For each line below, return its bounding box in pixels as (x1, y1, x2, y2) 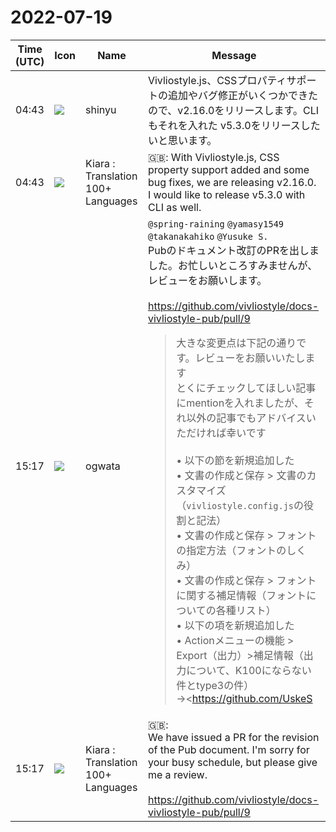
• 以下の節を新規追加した (176, 453, 295, 467)
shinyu (85, 102, 117, 116)
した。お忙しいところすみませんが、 (147, 258, 318, 272)
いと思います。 (147, 133, 218, 147)
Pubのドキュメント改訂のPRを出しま (147, 243, 320, 257)
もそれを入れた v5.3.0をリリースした (147, 118, 321, 132)
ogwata (85, 459, 121, 473)
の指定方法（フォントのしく (176, 543, 307, 557)
